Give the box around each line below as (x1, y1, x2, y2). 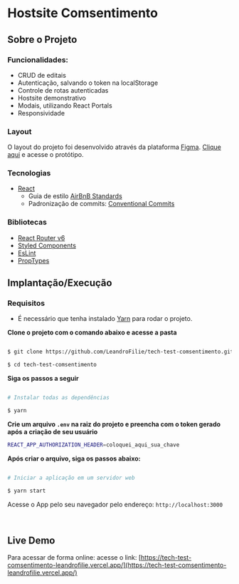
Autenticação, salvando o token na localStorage (17, 78, 159, 87)
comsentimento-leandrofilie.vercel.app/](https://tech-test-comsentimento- (7, 561, 227, 570)
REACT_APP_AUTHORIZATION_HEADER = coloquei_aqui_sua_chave (7, 441, 180, 449)
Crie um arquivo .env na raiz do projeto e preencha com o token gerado (7, 419, 221, 429)
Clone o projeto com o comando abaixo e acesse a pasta (7, 328, 177, 337)
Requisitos (7, 298, 45, 308)
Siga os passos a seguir (7, 374, 80, 383)
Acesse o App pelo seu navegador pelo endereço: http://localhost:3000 (7, 500, 223, 508)
